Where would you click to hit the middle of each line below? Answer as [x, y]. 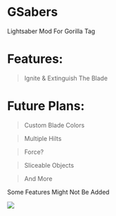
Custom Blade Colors [54, 125]
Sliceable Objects [49, 165]
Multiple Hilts [43, 138]
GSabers [33, 12]
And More [38, 178]
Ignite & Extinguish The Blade [66, 78]
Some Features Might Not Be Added [58, 192]
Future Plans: [46, 106]
